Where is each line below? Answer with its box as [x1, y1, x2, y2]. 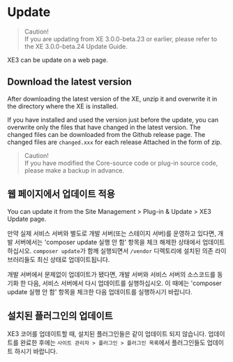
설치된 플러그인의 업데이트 [7, 310, 113, 321]
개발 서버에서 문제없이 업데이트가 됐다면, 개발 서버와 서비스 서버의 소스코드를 [7, 270, 216, 278]
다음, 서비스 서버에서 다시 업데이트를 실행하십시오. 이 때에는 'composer [27, 279, 222, 287]
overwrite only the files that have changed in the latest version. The [7, 123, 201, 131]
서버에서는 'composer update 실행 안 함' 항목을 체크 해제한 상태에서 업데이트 [14, 238, 225, 246]
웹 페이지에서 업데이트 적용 [7, 188, 115, 200]
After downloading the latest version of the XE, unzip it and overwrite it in [7, 94, 218, 103]
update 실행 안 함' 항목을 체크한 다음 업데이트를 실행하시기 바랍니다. [7, 287, 193, 296]
